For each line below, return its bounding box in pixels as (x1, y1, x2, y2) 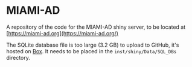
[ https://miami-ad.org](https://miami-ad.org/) (6, 29, 119, 36)
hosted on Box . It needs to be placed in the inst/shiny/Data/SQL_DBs (6, 47, 177, 54)
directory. (6, 54, 30, 61)
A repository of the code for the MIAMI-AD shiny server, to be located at (6, 23, 186, 31)
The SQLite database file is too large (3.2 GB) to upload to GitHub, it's (6, 41, 179, 48)
